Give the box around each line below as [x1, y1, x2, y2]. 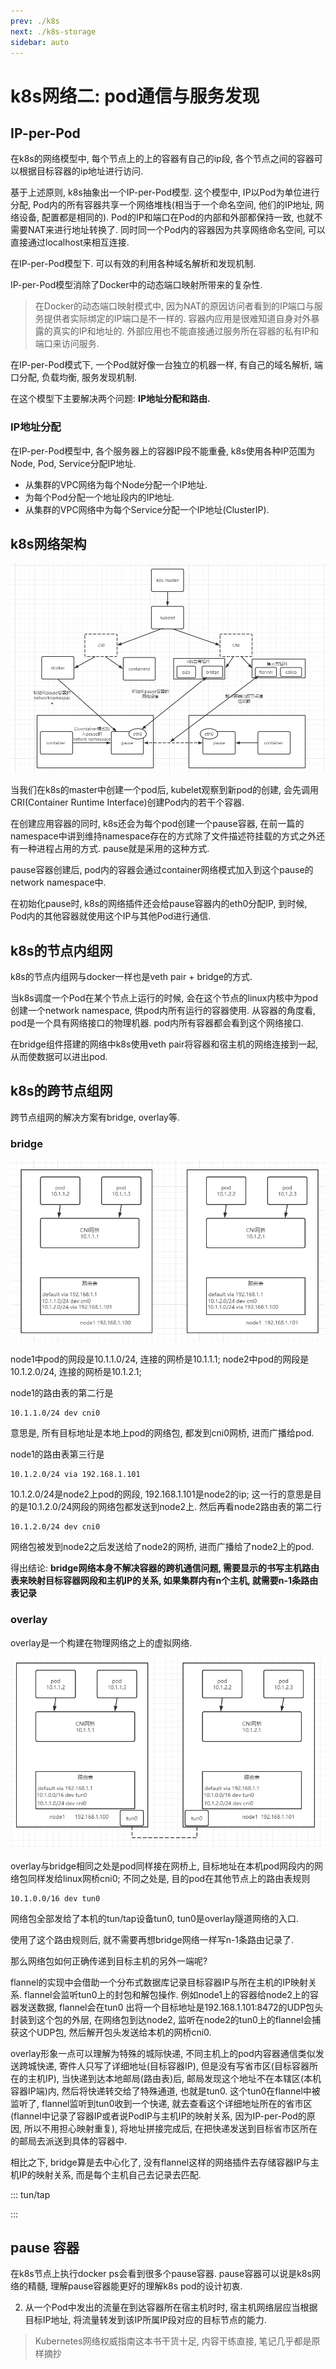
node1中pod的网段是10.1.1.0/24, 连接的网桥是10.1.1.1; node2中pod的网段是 [10, 1353, 310, 1365]
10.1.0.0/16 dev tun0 [10, 1893, 101, 1904]
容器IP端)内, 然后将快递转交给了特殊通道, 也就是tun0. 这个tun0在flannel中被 [10, 2085, 321, 2097]
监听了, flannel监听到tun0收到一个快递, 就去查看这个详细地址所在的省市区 [10, 2097, 313, 2109]
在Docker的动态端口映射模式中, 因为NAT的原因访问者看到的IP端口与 [34, 300, 315, 312]
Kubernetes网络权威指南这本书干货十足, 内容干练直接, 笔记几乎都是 [34, 2335, 312, 2347]
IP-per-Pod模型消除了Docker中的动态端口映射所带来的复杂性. [10, 279, 263, 291]
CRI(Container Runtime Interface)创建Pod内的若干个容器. [10, 796, 245, 809]
